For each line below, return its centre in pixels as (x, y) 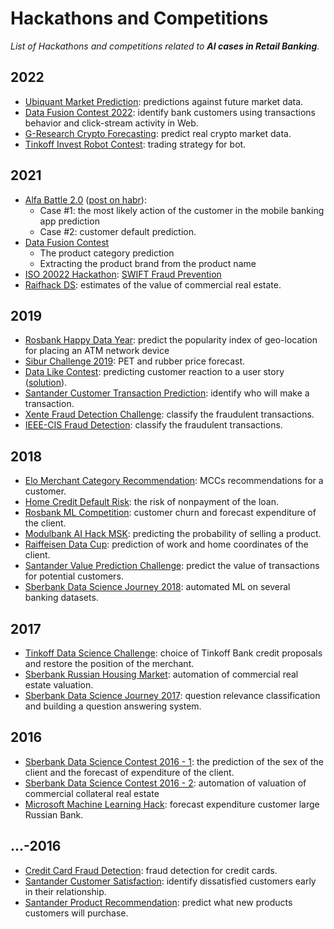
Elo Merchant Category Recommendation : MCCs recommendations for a (174, 481)
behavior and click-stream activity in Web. (111, 123)
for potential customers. (74, 576)
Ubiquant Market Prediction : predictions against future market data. (164, 101)
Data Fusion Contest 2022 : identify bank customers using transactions (170, 112)
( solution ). (46, 383)
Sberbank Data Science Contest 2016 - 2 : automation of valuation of (165, 783)
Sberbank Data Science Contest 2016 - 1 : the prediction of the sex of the (174, 761)
